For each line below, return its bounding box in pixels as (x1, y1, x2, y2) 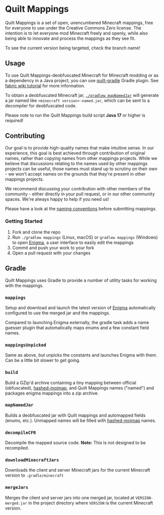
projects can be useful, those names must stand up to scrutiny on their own (5, 166, 158, 172)
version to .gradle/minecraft (5, 472, 64, 478)
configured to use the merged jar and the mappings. (5, 310, 111, 316)
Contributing (5, 132, 45, 140)
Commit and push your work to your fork (12, 244, 94, 250)
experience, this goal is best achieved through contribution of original (5, 150, 145, 156)
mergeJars (5, 485, 28, 490)
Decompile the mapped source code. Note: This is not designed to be (5, 440, 146, 446)
